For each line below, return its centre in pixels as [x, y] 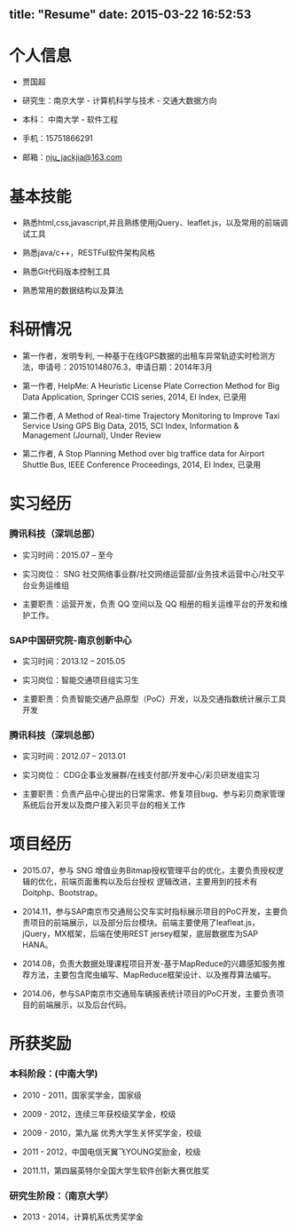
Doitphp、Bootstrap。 [62, 893]
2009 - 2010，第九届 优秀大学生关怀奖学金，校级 [112, 1132]
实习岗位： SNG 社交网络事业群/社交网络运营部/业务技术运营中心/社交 [149, 574]
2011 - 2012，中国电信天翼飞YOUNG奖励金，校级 [111, 1151]
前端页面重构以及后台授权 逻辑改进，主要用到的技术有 [159, 882]
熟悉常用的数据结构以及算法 [73, 290]
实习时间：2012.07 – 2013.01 [74, 756]
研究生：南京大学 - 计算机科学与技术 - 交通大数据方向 [119, 100]
